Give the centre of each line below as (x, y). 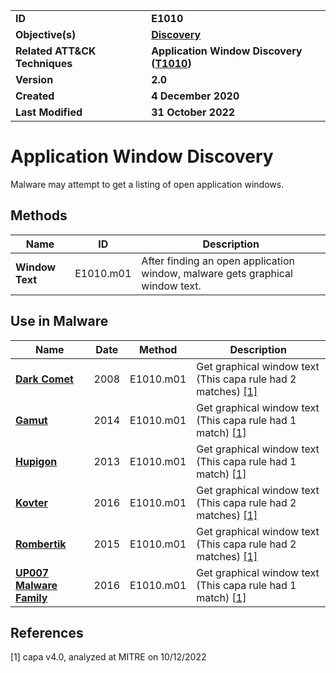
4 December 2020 (195, 96)
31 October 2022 (193, 112)
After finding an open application (218, 261)
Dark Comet (44, 379)
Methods (39, 215)
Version (34, 79)
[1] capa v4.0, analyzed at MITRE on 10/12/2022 (108, 657)
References (47, 632)
